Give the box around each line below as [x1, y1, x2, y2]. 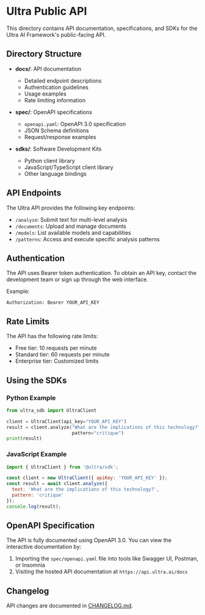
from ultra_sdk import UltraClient [6, 407, 97, 413]
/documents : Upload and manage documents [15, 222, 127, 230]
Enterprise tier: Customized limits [15, 357, 99, 365]
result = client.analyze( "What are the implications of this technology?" [6, 424, 201, 430]
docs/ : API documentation [15, 65, 82, 72]
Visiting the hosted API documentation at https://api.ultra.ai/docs [15, 568, 188, 575]
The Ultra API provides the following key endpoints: [6, 204, 135, 211]
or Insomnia [15, 562, 46, 569]
